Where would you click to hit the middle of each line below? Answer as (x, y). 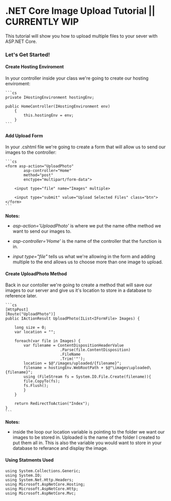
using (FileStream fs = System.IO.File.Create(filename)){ (88, 377)
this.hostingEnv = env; (49, 116)
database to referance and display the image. (60, 448)
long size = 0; (31, 328)
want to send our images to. (42, 231)
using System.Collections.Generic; (43, 471)
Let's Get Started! (28, 55)
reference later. (21, 296)
